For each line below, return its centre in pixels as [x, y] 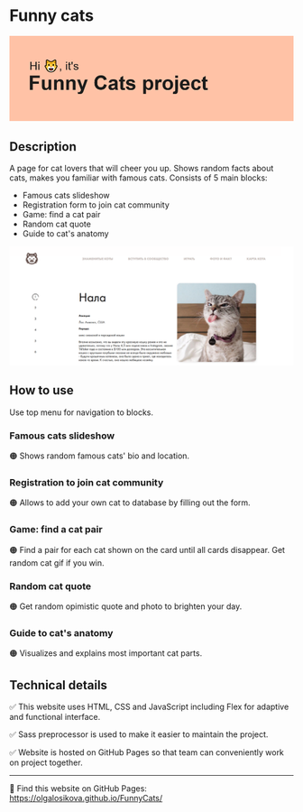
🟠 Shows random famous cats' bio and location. [100, 456]
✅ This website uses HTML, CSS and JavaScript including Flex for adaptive [149, 707]
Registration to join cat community [87, 483]
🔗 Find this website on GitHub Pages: [78, 789]
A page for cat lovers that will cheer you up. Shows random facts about [142, 168]
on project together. [46, 762]
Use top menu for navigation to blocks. [81, 412]
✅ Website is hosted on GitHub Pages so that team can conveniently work [147, 752]
